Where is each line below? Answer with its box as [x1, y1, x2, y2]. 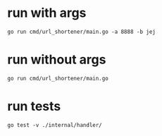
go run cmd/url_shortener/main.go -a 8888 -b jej [7, 28, 156, 35]
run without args [7, 51, 106, 68]
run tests [7, 99, 61, 114]
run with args [7, 5, 87, 21]
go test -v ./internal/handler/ [7, 121, 102, 128]
